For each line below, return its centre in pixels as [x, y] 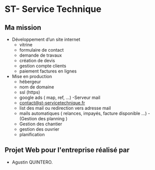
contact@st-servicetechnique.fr [52, 103]
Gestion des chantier [41, 124]
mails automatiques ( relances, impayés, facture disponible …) [83, 113]
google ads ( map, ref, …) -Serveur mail [60, 97]
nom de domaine [37, 87]
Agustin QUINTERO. [32, 162]
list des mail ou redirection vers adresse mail [65, 108]
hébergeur [30, 82]
